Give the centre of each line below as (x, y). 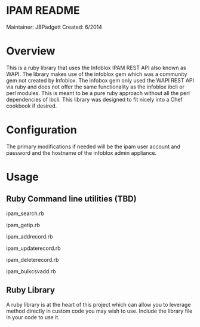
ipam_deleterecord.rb (33, 259)
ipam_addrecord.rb (30, 236)
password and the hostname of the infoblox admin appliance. (81, 152)
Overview (31, 51)
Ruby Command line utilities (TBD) (71, 199)
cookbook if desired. (32, 106)
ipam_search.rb (25, 213)
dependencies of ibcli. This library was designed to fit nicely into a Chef (95, 99)
